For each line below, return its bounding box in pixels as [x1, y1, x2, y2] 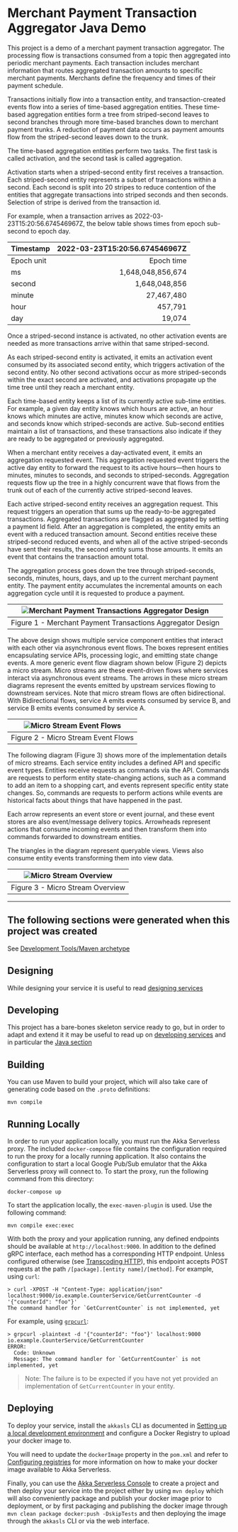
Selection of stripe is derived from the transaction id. [7, 197, 161, 207]
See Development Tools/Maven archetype [7, 944, 130, 953]
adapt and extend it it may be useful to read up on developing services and [7, 1031, 227, 1039]
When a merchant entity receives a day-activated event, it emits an [7, 448, 203, 456]
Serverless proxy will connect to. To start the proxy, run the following [7, 1167, 209, 1176]
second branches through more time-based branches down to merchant [7, 117, 219, 126]
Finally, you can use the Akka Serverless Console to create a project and [7, 1479, 220, 1487]
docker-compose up [7, 1188, 62, 1195]
